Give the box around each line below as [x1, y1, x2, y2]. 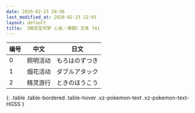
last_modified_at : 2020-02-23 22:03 [6, 14, 97, 20]
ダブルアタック [56, 67, 99, 76]
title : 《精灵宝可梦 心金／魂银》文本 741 [6, 25, 100, 31]
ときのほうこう [56, 79, 99, 87]
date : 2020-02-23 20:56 [6, 8, 65, 15]
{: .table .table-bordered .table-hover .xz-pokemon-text [6, 94, 142, 101]
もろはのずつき [56, 57, 99, 65]
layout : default [6, 20, 46, 25]
